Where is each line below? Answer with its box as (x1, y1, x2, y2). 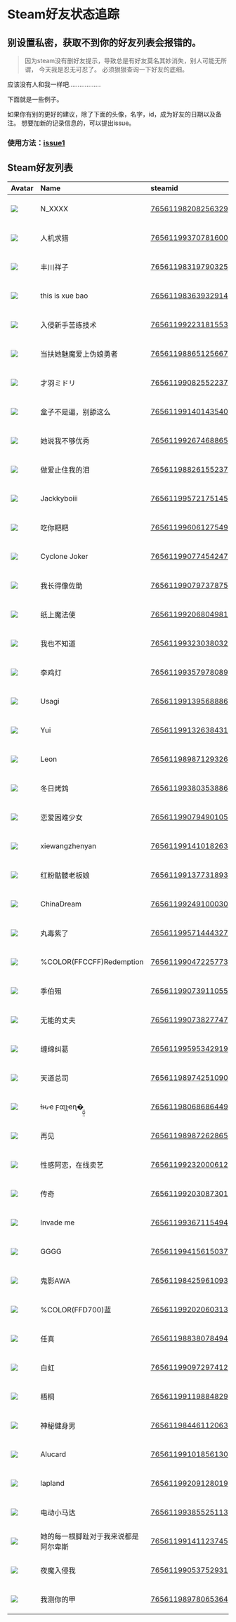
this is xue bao (40, 291, 88, 301)
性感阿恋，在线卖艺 (40, 1160, 104, 1170)
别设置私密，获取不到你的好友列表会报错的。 (7, 37, 202, 48)
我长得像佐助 (40, 581, 83, 591)
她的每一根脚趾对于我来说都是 (40, 1531, 139, 1541)
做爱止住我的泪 (40, 465, 90, 475)
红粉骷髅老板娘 (40, 870, 90, 880)
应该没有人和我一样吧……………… (7, 80, 101, 88)
